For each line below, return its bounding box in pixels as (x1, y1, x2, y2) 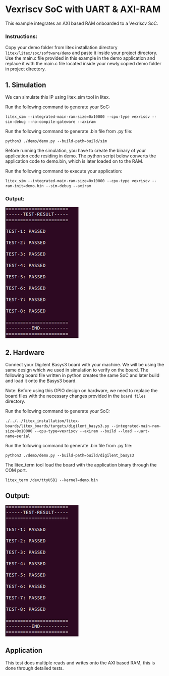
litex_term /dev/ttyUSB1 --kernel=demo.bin (5, 478, 98, 483)
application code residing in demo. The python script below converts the (5, 153, 156, 159)
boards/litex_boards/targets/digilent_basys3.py (5, 424, 109, 429)
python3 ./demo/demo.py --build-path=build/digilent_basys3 (5, 453, 135, 458)
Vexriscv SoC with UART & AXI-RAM (5, 4, 161, 15)
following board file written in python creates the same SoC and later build (5, 372, 160, 378)
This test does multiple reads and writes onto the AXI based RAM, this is (5, 659, 155, 666)
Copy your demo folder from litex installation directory (5, 45, 118, 51)
